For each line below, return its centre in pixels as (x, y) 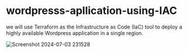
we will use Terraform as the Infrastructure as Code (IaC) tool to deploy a (94, 27)
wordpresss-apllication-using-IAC (92, 11)
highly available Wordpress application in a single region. (75, 33)
